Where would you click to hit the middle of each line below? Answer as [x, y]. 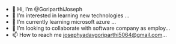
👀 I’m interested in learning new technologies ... [71, 15]
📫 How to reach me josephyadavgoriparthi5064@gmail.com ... [89, 35]
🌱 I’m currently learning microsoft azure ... [64, 22]
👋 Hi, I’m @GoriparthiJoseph [47, 9]
